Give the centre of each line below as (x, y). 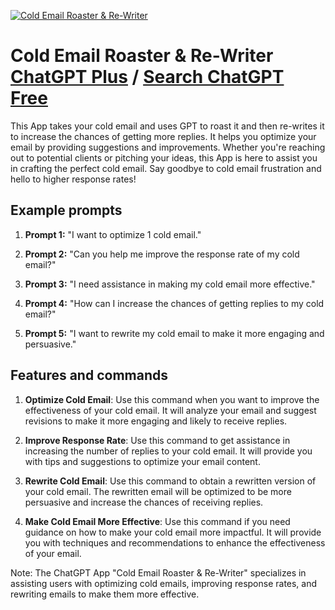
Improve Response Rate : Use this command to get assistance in (157, 440)
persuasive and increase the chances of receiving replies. (144, 502)
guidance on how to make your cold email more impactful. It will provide (173, 532)
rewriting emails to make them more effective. (105, 594)
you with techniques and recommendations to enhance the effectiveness (175, 542)
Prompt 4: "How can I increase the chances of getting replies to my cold (174, 303)
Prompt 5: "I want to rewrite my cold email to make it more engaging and (174, 333)
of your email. (53, 553)
